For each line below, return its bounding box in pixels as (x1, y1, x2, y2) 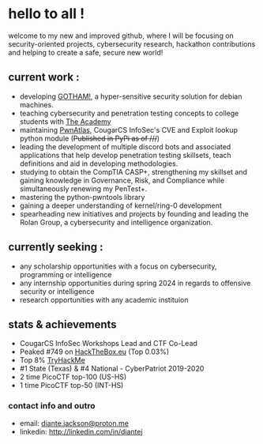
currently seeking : (8, 240, 104, 254)
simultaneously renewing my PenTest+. (19, 183, 148, 194)
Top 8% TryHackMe (19, 356, 85, 365)
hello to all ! (8, 5, 85, 23)
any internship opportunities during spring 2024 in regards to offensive (19, 278, 251, 288)
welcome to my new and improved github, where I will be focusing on (8, 31, 235, 40)
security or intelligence (19, 286, 95, 296)
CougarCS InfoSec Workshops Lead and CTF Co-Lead (19, 339, 197, 348)
